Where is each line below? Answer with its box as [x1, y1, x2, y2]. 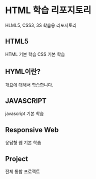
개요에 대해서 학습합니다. [5, 82, 53, 88]
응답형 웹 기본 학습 [5, 140, 41, 146]
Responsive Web [5, 126, 59, 134]
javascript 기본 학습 [5, 110, 44, 116]
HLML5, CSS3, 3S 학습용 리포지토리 [5, 22, 76, 28]
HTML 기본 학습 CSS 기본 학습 [5, 51, 65, 57]
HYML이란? [5, 68, 41, 76]
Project [5, 154, 28, 163]
